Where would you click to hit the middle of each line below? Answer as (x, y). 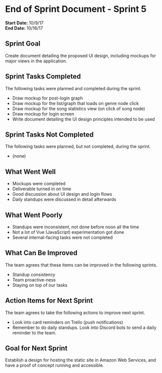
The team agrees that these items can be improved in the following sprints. (81, 265)
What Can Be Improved (41, 253)
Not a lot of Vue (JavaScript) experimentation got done (68, 232)
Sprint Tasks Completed (43, 77)
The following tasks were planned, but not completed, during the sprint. (78, 147)
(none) (19, 156)
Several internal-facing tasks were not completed (62, 237)
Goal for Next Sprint (36, 348)
